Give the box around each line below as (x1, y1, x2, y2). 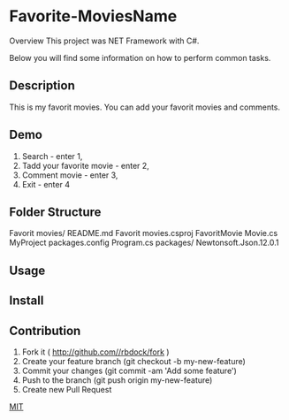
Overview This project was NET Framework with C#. (9, 35, 200, 46)
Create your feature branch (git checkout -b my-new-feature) (21, 355, 246, 366)
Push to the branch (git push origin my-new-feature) (21, 374, 213, 386)
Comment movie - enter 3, (21, 170, 118, 180)
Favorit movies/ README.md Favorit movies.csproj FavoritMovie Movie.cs (9, 228, 278, 239)
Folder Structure (9, 204, 102, 219)
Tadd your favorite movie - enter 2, (21, 160, 150, 171)
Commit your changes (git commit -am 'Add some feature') (21, 365, 237, 376)
